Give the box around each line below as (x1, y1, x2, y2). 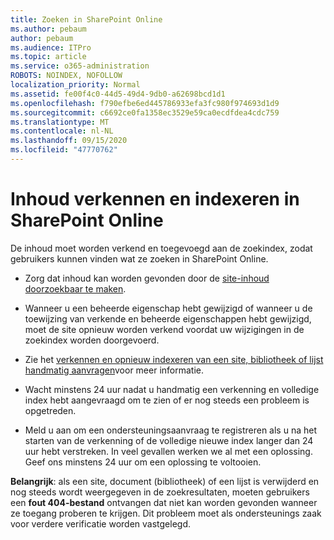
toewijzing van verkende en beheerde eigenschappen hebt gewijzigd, (24, 312, 312, 325)
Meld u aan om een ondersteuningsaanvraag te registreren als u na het (24, 424, 317, 436)
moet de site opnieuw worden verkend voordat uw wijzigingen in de (24, 323, 305, 335)
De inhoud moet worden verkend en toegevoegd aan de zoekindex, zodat (10, 242, 313, 254)
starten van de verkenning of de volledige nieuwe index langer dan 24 (24, 434, 314, 446)
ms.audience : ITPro (10, 42, 92, 53)
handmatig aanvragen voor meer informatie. (24, 364, 205, 376)
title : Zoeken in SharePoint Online (10, 14, 163, 25)
